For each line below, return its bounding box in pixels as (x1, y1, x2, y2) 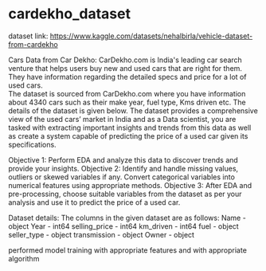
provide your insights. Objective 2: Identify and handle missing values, (8, 163, 239, 173)
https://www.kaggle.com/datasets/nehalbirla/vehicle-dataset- (49, 31, 253, 41)
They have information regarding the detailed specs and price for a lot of (8, 72, 247, 81)
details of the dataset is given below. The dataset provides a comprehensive (8, 105, 259, 116)
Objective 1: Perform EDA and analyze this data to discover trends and (8, 155, 239, 164)
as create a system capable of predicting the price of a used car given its (8, 131, 248, 140)
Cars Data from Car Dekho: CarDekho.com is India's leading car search (8, 55, 243, 65)
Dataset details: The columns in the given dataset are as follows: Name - (8, 213, 247, 222)
